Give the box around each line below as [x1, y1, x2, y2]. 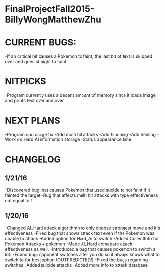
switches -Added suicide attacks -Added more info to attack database [5, 262, 148, 268]
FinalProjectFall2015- [5, 3, 95, 15]
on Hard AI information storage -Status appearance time [17, 136, 132, 142]
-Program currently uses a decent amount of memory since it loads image [5, 92, 156, 98]
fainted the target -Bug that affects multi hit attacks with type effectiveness [5, 192, 158, 198]
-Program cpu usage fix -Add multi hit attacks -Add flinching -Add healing [5, 132, 156, 137]
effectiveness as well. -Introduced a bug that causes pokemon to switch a [5, 246, 156, 252]
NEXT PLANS [5, 115, 60, 126]
